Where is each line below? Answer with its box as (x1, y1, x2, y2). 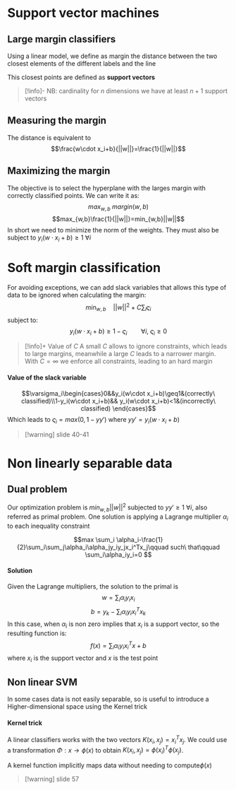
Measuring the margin (7, 114, 107, 126)
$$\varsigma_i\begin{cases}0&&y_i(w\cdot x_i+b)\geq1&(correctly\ (21, 389, 216, 397)
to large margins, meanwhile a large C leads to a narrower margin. (24, 350, 216, 358)
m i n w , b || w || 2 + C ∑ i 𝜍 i (85, 302, 151, 313)
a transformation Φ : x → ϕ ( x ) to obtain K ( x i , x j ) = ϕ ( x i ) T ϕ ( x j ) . (7, 744, 184, 756)
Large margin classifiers (7, 33, 116, 45)
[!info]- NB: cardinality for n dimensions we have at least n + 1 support (24, 87, 228, 95)
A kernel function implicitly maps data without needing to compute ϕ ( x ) (7, 761, 213, 770)
